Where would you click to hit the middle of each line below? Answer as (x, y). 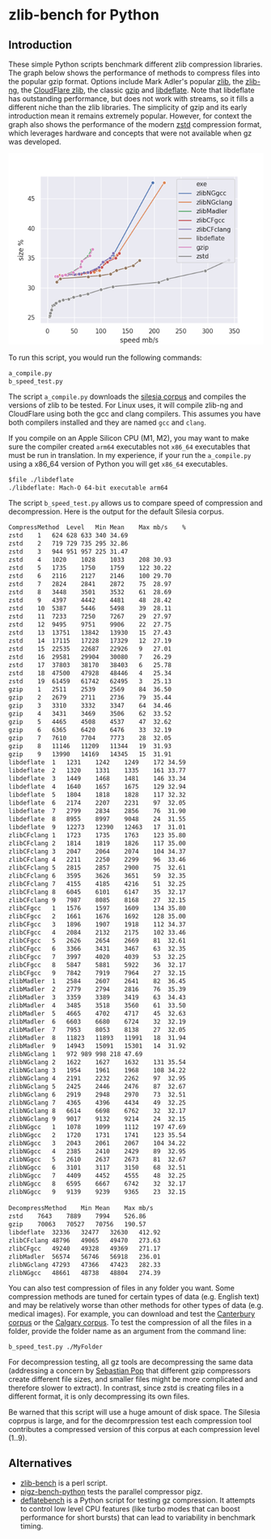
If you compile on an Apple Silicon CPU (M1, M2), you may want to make (129, 438)
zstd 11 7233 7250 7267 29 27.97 (90, 617)
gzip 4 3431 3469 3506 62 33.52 (90, 714)
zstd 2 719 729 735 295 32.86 (68, 544)
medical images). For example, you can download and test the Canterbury (132, 1314)
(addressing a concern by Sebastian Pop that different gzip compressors (129, 1370)
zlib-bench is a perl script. (64, 1483)
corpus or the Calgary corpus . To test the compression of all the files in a (130, 1322)
